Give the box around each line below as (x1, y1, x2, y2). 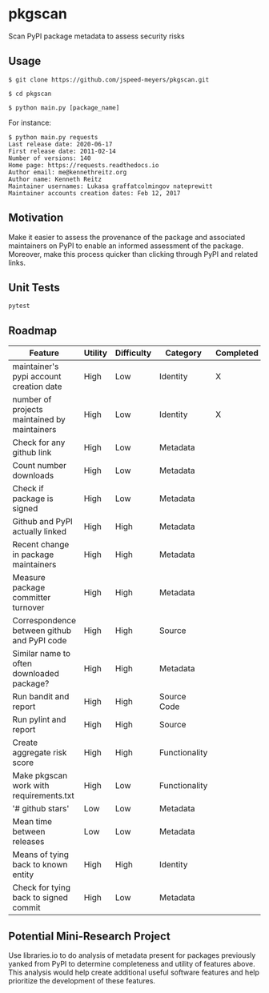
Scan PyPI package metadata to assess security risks (8, 31, 186, 41)
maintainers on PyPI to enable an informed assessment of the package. (8, 241, 244, 250)
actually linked (12, 526, 66, 537)
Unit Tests (8, 281, 60, 294)
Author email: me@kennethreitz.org (8, 168, 127, 176)
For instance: (8, 118, 52, 127)
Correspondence (12, 615, 76, 627)
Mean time (12, 816, 53, 827)
